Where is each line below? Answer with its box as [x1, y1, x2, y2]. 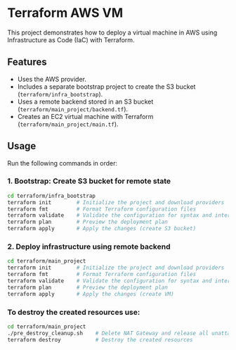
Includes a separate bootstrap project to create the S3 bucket [17, 82, 196, 91]
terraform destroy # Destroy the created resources [7, 336, 193, 343]
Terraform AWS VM [7, 5, 124, 21]
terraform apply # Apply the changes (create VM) [7, 290, 174, 297]
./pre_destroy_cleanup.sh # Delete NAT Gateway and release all [7, 330, 209, 337]
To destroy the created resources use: [7, 307, 140, 317]
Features [7, 56, 47, 68]
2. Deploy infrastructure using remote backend [7, 242, 171, 251]
